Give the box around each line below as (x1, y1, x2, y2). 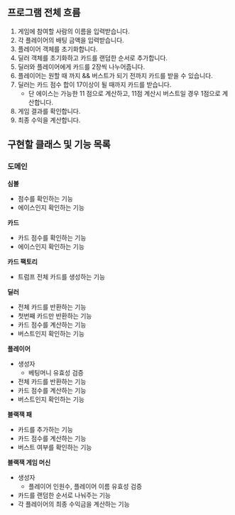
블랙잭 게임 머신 (7, 457, 51, 467)
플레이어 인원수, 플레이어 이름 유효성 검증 (28, 482, 143, 490)
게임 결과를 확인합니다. (17, 107, 81, 115)
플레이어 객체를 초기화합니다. (17, 45, 98, 53)
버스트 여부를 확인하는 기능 (17, 443, 92, 451)
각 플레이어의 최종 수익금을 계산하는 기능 (17, 499, 130, 508)
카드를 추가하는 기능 (17, 425, 73, 433)
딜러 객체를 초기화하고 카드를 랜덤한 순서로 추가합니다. (17, 53, 168, 62)
